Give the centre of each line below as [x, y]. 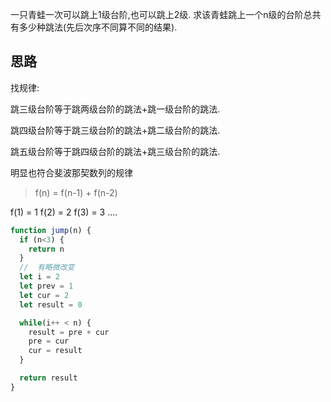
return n [46, 249]
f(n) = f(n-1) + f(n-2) [76, 192]
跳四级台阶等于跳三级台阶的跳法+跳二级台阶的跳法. [115, 130]
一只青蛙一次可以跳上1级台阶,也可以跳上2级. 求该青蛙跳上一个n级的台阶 [157, 14]
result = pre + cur [69, 332]
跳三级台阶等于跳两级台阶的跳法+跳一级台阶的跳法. [115, 109]
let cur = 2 [44, 295]
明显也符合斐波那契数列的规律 [71, 172]
